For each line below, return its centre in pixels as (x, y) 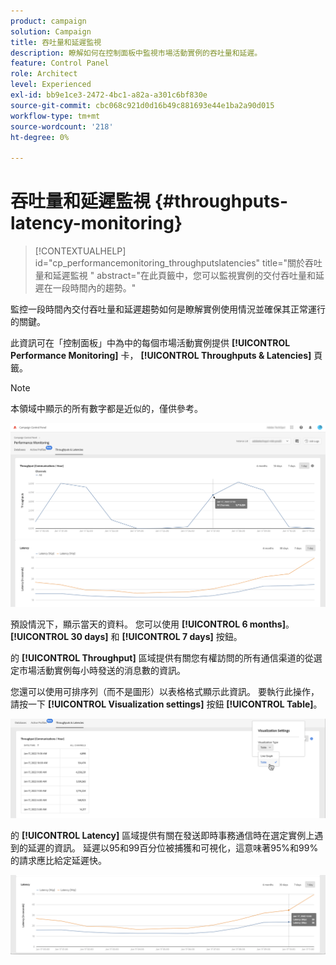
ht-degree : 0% (40, 137)
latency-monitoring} (96, 223)
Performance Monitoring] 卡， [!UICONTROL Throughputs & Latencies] (161, 356)
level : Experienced (51, 85)
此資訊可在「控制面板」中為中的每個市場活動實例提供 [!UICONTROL (150, 343)
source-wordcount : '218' (62, 126)
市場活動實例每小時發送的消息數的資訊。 (102, 670)
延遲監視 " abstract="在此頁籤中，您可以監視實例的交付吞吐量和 (184, 276)
